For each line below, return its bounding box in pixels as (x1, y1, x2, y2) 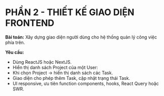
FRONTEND (5, 17, 54, 29)
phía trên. (5, 39, 25, 45)
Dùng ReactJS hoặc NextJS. (12, 59, 72, 65)
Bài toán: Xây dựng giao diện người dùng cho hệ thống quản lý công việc (5, 34, 157, 40)
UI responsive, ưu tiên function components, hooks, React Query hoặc (12, 80, 159, 86)
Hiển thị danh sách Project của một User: (12, 64, 98, 70)
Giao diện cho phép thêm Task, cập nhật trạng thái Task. (12, 75, 130, 81)
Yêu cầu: (5, 49, 24, 55)
